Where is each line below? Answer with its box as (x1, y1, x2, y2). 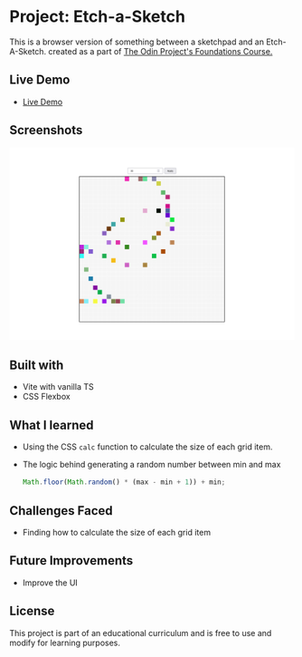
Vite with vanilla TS (22, 382, 94, 392)
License (9, 604, 55, 619)
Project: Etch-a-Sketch (9, 6, 185, 27)
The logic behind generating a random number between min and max (22, 459, 281, 470)
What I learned (9, 417, 94, 432)
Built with (9, 358, 64, 373)
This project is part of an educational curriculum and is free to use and (9, 627, 272, 638)
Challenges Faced (9, 503, 113, 518)
